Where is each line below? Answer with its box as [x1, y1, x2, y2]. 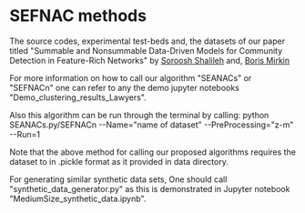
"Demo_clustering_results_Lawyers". [9, 92, 147, 103]
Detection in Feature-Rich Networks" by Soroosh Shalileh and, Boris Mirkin [9, 55, 290, 66]
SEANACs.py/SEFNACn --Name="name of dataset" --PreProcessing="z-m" [9, 119, 294, 130]
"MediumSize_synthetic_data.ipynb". [9, 193, 147, 204]
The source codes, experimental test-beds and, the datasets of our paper [9, 35, 285, 46]
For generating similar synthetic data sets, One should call [9, 174, 228, 185]
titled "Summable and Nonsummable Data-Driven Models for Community [9, 45, 283, 56]
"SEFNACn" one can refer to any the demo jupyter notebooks [9, 82, 239, 93]
